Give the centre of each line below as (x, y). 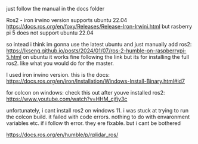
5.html (14, 57)
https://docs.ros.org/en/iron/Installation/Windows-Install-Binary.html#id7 (96, 81)
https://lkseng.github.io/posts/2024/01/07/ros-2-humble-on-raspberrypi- (96, 51)
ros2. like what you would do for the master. (60, 63)
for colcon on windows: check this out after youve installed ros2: (86, 93)
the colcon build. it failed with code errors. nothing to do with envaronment (98, 117)
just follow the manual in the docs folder (55, 9)
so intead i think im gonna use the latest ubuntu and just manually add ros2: (99, 44)
